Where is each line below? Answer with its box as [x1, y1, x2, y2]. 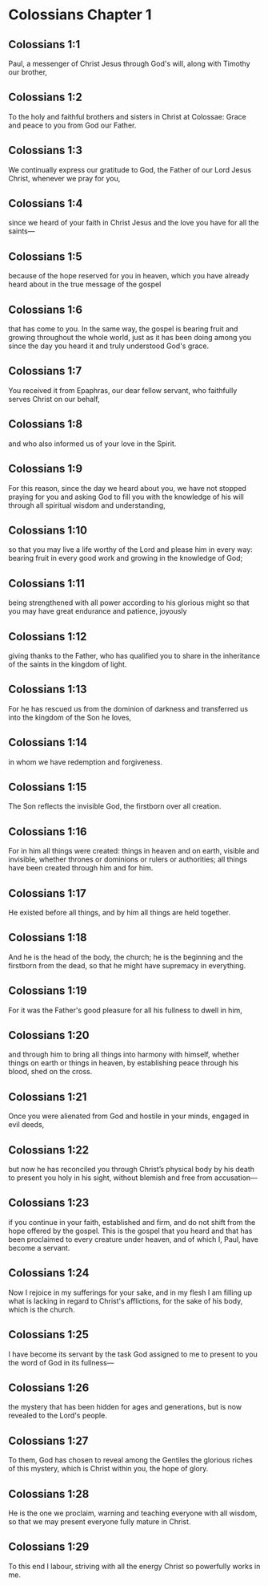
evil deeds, [8, 1120, 45, 1130]
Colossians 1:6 [8, 302, 82, 316]
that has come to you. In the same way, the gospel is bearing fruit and [8, 324, 238, 334]
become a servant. [8, 1243, 70, 1252]
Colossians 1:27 [8, 1434, 89, 1447]
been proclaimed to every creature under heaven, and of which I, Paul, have [8, 1234, 258, 1244]
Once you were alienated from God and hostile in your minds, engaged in [8, 1111, 250, 1121]
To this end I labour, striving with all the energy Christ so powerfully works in [8, 1561, 261, 1571]
